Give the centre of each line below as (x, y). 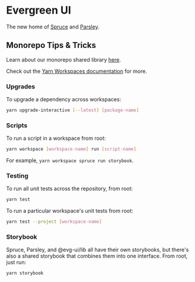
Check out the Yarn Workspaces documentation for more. (76, 71)
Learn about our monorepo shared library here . (64, 59)
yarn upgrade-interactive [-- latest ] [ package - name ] (73, 110)
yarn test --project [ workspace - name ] (54, 222)
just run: (16, 262)
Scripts (17, 125)
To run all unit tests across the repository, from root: (70, 189)
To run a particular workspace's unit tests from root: (70, 211)
